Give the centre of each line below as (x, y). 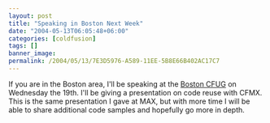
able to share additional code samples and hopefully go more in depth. (127, 109)
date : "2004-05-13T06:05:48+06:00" (69, 31)
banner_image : (33, 53)
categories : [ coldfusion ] (52, 38)
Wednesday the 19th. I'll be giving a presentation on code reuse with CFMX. (135, 92)
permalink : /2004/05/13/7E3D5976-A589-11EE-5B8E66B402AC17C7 (114, 61)
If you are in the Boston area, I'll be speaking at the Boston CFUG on (123, 84)
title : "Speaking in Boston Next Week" (76, 23)
